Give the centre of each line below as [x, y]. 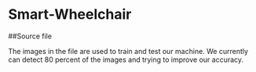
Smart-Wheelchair [70, 14]
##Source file [30, 36]
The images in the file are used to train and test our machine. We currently [128, 51]
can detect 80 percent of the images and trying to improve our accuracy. [126, 59]
